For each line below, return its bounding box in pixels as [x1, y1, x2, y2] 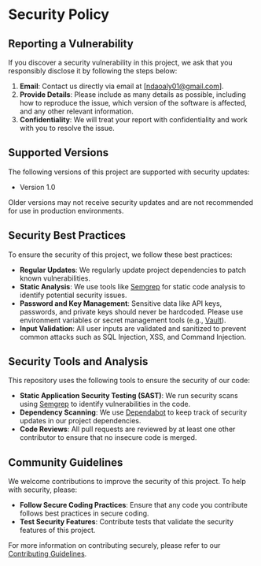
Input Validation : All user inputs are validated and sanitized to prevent [19, 323, 247, 333]
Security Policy [8, 6, 110, 24]
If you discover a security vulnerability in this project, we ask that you [8, 58, 233, 67]
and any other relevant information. [19, 106, 134, 116]
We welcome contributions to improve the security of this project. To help [8, 477, 246, 486]
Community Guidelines [8, 456, 123, 469]
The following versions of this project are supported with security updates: [8, 167, 250, 177]
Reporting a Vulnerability [8, 37, 134, 50]
